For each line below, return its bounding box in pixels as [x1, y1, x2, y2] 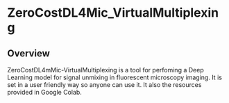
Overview [7, 47, 51, 59]
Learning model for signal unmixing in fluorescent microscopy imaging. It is [7, 73, 222, 81]
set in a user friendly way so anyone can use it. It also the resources [7, 81, 202, 88]
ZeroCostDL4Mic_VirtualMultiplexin [7, 5, 219, 21]
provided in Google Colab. [7, 88, 82, 96]
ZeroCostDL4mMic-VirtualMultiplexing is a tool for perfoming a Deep [7, 66, 204, 74]
